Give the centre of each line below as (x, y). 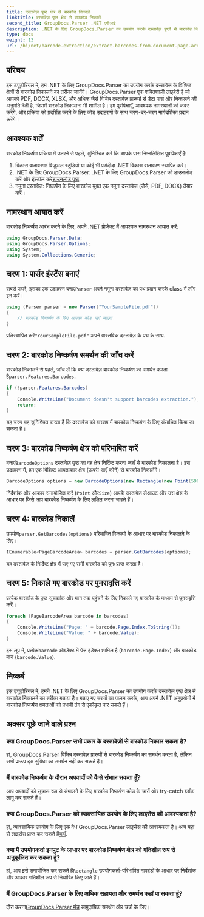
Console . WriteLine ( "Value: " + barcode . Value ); (78, 633)
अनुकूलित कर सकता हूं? (33, 858)
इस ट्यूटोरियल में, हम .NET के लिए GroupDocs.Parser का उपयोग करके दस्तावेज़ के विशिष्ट (99, 85)
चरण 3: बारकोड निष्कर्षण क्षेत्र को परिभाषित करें (72, 448)
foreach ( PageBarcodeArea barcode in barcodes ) (68, 616)
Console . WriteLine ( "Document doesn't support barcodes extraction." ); (108, 399)
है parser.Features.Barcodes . (41, 376)
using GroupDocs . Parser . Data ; (45, 238)
